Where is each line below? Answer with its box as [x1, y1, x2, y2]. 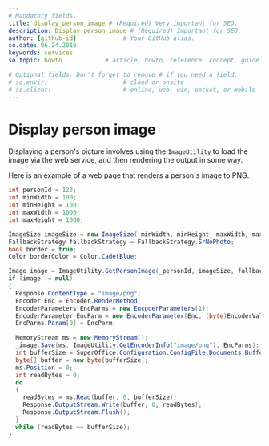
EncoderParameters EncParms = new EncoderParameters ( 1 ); [15, 304, 210, 312]
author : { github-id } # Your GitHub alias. [8, 34, 195, 42]
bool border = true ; [8, 245, 78, 253]
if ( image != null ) [8, 275, 74, 283]
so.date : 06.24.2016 [8, 42, 78, 50]
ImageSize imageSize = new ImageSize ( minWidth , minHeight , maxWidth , [8, 230, 249, 239]
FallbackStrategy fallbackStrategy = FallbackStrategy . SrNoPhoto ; [8, 238, 235, 246]
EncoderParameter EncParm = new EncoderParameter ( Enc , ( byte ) [15, 311, 227, 320]
